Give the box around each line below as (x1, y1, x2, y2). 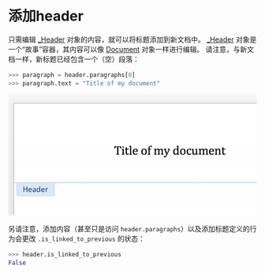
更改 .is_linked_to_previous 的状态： (21, 234, 146, 244)
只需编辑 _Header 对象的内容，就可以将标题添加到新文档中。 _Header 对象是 (8, 35, 257, 44)
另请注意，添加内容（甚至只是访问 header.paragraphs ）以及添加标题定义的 (8, 224, 250, 234)
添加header (8, 7, 84, 25)
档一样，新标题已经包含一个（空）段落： (8, 54, 140, 64)
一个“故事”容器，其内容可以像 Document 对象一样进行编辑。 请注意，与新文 (8, 44, 255, 53)
